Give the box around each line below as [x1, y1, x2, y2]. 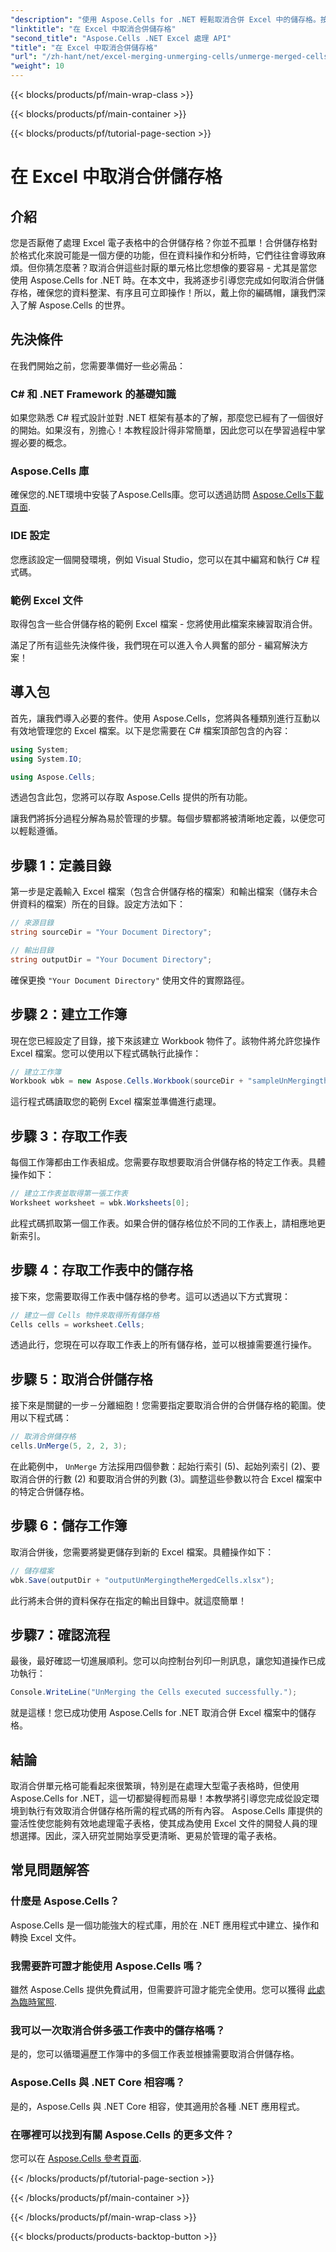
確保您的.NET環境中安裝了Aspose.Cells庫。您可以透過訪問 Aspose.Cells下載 [10, 489, 325, 501]
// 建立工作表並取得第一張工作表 [10, 1189, 128, 1199]
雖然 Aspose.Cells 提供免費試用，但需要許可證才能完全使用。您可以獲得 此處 [10, 1984, 326, 1996]
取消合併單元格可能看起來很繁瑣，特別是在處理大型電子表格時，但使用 [10, 1780, 300, 1792]
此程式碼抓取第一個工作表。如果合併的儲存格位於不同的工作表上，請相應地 [10, 1217, 317, 1229]
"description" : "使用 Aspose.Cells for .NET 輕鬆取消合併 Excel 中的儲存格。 [10, 14, 321, 25]
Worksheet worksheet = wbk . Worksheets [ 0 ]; [10, 1198, 190, 1208]
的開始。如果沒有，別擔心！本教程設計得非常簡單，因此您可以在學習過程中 [10, 424, 317, 436]
